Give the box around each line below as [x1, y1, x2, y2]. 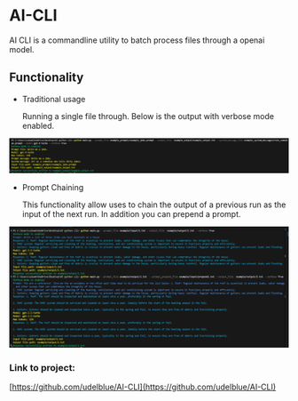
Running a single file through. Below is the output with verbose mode [21, 110, 275, 121]
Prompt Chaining [21, 181, 84, 192]
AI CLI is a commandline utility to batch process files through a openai [9, 35, 265, 45]
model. [9, 44, 35, 54]
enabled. [21, 120, 55, 131]
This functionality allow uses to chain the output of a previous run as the [21, 199, 286, 210]
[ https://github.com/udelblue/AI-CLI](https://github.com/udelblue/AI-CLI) [9, 381, 277, 392]
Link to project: [9, 361, 75, 373]
